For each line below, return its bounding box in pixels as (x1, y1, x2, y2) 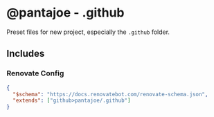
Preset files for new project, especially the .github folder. (6, 28, 170, 36)
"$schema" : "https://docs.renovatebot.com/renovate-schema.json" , (12, 91, 208, 98)
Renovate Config (6, 69, 64, 78)
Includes (6, 48, 45, 60)
